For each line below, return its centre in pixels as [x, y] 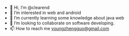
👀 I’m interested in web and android [45, 13]
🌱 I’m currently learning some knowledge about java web [67, 18]
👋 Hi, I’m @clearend [30, 8]
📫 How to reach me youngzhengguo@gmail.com [59, 28]
